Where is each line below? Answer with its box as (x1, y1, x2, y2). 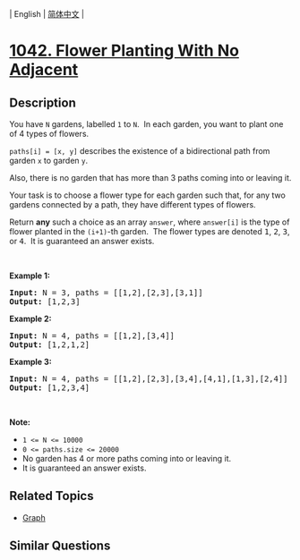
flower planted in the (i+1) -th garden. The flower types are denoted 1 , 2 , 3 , (9, 226, 290, 236)
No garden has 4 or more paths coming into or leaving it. (21, 454, 231, 463)
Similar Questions (9, 539, 111, 554)
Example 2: (9, 313, 52, 324)
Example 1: (9, 270, 51, 281)
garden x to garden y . (9, 156, 88, 165)
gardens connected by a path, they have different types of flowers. (9, 199, 257, 209)
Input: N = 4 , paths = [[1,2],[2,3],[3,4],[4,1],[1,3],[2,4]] (9, 374, 288, 384)
